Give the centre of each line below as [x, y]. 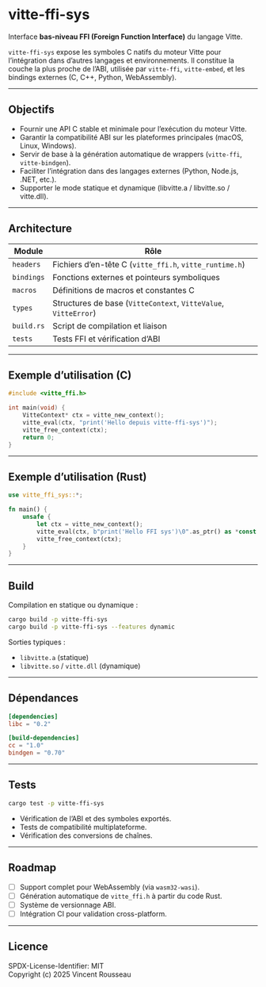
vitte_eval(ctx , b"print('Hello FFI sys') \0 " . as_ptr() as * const [147, 532]
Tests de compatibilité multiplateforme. [83, 827]
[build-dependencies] [44, 738]
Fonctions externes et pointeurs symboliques [136, 277]
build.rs [28, 326]
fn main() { [28, 509]
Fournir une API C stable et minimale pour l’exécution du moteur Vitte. [133, 129]
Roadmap [32, 868]
